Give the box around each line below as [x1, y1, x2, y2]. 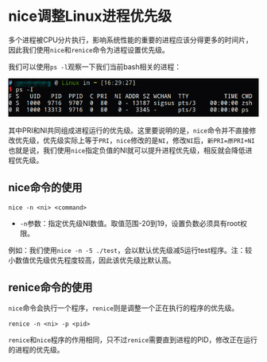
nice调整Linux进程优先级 [8, 7, 172, 25]
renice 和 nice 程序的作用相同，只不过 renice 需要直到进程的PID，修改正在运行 [8, 335, 258, 344]
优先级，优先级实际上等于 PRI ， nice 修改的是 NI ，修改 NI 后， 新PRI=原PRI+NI [14, 135, 256, 145]
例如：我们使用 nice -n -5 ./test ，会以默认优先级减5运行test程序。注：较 [8, 245, 253, 255]
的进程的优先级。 [8, 345, 64, 355]
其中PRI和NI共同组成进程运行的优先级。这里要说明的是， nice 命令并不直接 [8, 125, 250, 135]
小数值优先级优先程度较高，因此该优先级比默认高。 [8, 255, 176, 265]
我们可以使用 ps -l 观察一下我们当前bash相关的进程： [8, 61, 182, 72]
